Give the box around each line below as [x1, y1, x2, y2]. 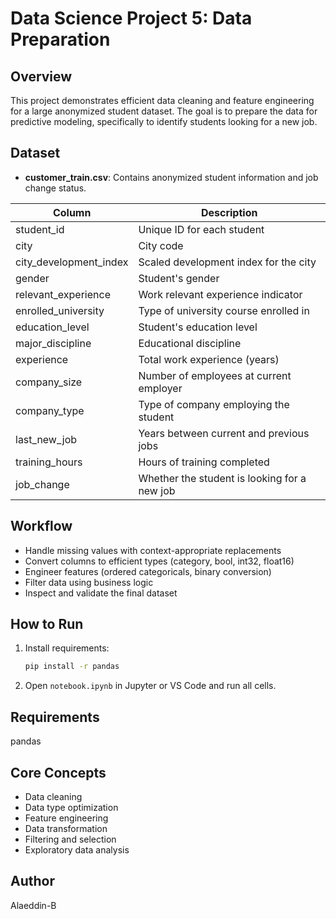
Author [10, 873, 55, 890]
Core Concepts [10, 764, 107, 781]
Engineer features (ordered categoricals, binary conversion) [24, 565, 272, 577]
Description [200, 205, 258, 219]
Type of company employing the [138, 397, 290, 411]
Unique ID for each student [138, 222, 265, 236]
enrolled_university [15, 303, 105, 317]
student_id [15, 222, 65, 236]
